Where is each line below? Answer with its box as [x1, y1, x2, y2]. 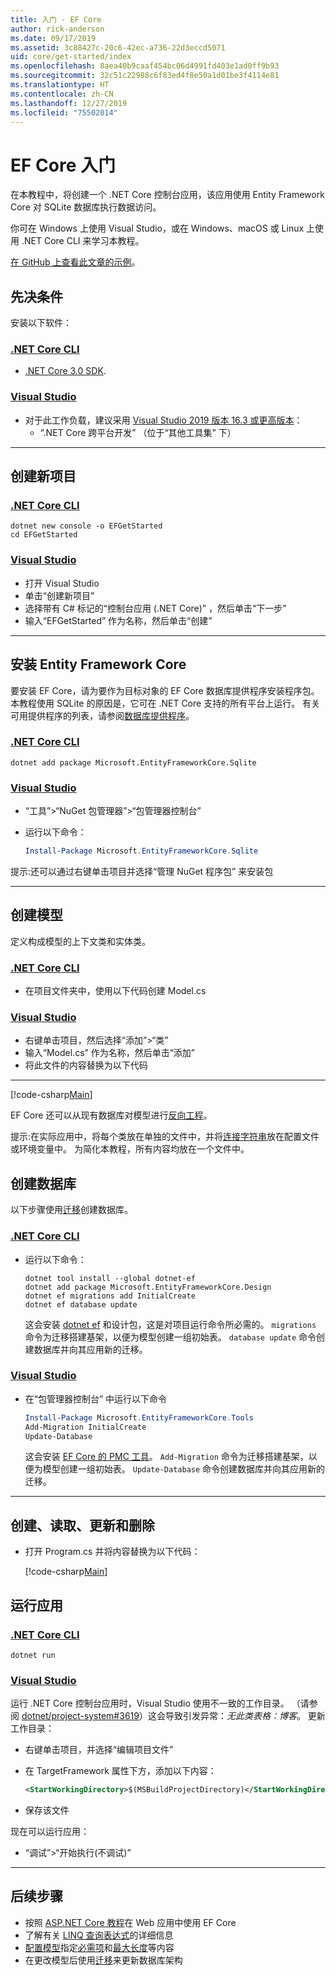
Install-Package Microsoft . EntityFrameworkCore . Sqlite [24, 846, 259, 856]
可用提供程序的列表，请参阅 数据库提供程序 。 [10, 709, 195, 721]
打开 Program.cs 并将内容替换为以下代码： [24, 1546, 201, 1558]
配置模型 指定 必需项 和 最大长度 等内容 [24, 1941, 175, 1953]
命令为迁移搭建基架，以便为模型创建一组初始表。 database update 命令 [24, 1331, 317, 1343]
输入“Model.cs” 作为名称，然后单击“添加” [24, 1047, 195, 1059]
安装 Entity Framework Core [10, 656, 187, 673]
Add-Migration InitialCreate [24, 1422, 147, 1432]
